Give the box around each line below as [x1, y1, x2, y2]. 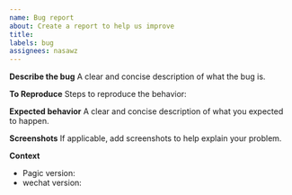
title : [9, 30, 34, 39]
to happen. [9, 116, 49, 127]
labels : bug [9, 38, 54, 48]
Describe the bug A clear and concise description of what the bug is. [9, 71, 266, 82]
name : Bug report [9, 13, 75, 22]
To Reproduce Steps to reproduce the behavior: [9, 89, 187, 100]
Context [9, 150, 40, 162]
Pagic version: [22, 168, 76, 179]
